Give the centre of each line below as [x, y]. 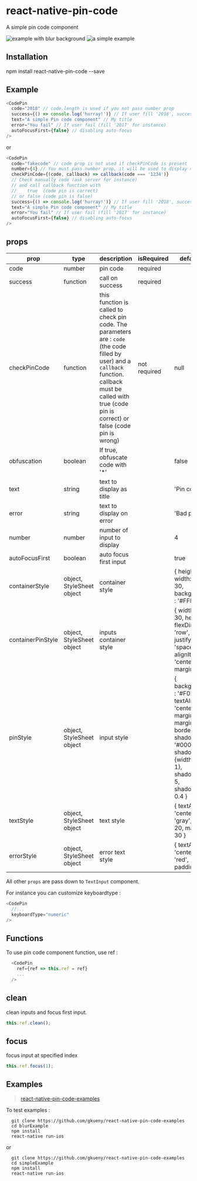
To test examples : [28, 1110]
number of [114, 530]
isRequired [153, 258]
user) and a [115, 361]
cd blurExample [30, 1126]
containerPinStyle [34, 639]
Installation [27, 57]
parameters [115, 332]
